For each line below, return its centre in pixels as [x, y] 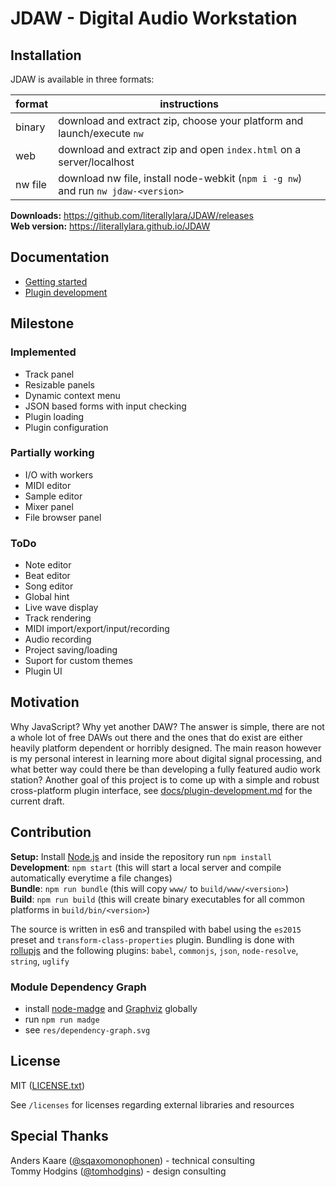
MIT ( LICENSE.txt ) [47, 1085]
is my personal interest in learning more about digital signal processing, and [166, 758]
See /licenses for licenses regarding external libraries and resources [152, 1104]
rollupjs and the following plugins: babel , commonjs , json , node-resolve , [154, 950]
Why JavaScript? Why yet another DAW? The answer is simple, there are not [167, 726]
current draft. [37, 801]
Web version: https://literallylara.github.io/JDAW [110, 226]
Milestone [42, 323]
